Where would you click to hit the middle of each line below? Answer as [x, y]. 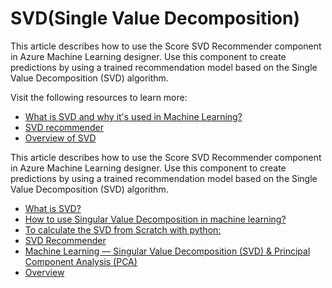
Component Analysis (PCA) [81, 261]
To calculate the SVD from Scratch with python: [123, 229]
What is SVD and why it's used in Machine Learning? [133, 116]
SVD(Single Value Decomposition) [155, 18]
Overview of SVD [60, 138]
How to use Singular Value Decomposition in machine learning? [155, 219]
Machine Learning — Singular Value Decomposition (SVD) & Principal [167, 251]
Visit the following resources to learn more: [99, 97]
